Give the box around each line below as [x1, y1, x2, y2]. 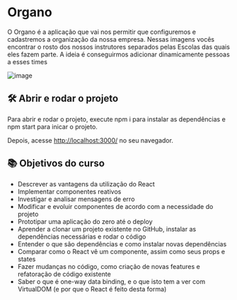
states [17, 255, 36, 263]
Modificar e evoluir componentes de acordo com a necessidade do [17, 202, 214, 210]
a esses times [7, 57, 48, 66]
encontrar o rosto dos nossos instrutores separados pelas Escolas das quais [7, 42, 230, 51]
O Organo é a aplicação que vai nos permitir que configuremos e [7, 28, 197, 36]
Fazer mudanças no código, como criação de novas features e [17, 262, 200, 270]
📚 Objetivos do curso [7, 157, 105, 169]
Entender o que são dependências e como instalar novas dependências [17, 239, 227, 248]
